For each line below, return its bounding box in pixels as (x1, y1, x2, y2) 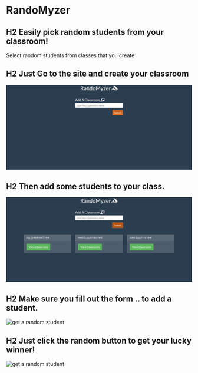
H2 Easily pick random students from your (6, 27, 164, 37)
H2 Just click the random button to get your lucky (6, 335, 192, 345)
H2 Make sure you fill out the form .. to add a (6, 293, 172, 303)
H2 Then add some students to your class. (6, 181, 165, 192)
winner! (6, 345, 35, 355)
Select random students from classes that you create (6, 52, 135, 59)
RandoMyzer (6, 4, 71, 17)
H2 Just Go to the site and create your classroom (6, 69, 189, 79)
